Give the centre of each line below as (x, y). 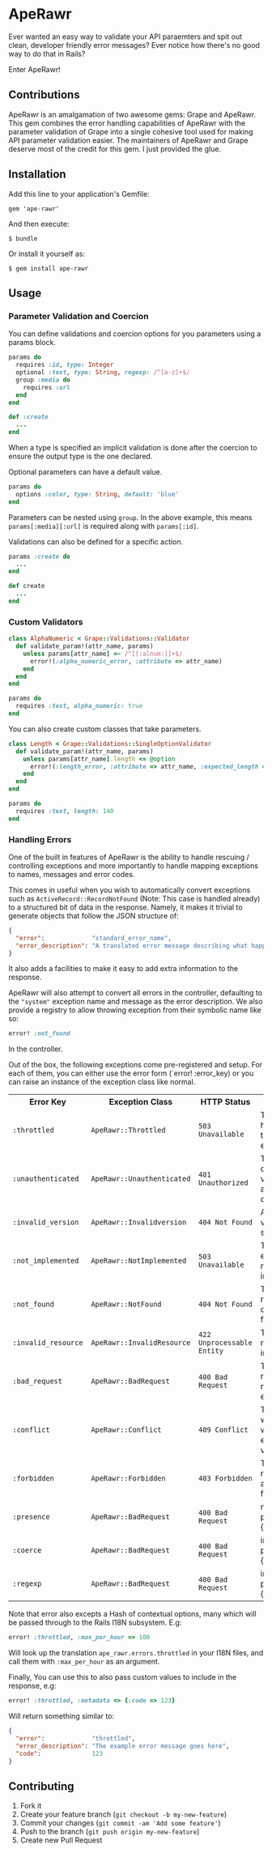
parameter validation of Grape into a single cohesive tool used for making (131, 131)
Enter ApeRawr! (34, 69)
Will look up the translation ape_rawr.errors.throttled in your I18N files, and (136, 1653)
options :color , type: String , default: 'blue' (98, 494)
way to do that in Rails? (47, 53)
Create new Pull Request (61, 1840)
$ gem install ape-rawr (49, 268)
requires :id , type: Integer (65, 365)
